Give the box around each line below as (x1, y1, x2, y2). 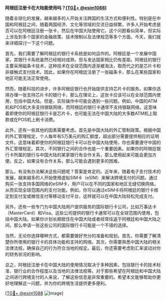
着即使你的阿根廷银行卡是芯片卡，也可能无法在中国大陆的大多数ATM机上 (5, 111, 153, 116)
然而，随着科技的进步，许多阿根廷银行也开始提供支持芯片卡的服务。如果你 (5, 86, 157, 91)
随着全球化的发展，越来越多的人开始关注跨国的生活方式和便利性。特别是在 (5, 15, 157, 21)
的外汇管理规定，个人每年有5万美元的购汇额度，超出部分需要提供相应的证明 (5, 133, 160, 139)
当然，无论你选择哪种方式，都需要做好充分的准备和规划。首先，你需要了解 (5, 233, 157, 239)
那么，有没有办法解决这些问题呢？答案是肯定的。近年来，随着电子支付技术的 (5, 169, 161, 174)
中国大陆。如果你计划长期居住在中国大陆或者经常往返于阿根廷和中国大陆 (9, 216, 157, 222)
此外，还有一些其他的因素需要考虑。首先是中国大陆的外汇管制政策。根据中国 (5, 127, 161, 133)
